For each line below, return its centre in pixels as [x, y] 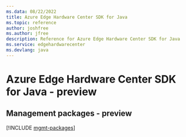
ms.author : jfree [27, 34]
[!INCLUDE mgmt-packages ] [41, 128]
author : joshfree [27, 28]
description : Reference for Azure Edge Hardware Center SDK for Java [93, 39]
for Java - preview [52, 92]
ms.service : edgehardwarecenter [46, 45]
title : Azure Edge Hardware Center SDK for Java [67, 17]
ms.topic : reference [31, 22]
